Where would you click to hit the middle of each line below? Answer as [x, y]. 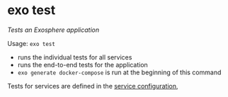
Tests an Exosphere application [53, 30]
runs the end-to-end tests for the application [83, 64]
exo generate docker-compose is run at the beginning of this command [119, 72]
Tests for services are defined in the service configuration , [93, 86]
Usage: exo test [31, 43]
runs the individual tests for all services [75, 57]
